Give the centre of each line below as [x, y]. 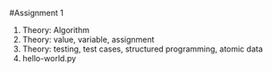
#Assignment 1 [37, 13]
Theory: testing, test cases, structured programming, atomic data [142, 49]
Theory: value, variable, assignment [88, 40]
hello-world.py [49, 58]
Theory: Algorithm [55, 30]
